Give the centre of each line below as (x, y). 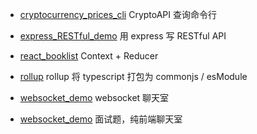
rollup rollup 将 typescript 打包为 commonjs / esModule (133, 76)
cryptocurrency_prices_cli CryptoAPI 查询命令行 (118, 14)
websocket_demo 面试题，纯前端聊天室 (101, 119)
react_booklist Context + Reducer (89, 56)
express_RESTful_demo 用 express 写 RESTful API (123, 36)
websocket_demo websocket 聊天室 (94, 97)
